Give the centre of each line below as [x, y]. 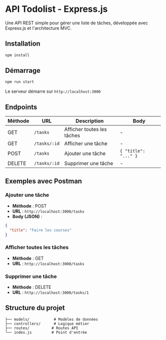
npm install [17, 55]
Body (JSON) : [27, 216]
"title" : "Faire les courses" [41, 230]
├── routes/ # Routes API [42, 328]
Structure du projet [35, 308]
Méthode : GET [28, 258]
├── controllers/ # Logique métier [47, 324]
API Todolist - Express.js [56, 9]
